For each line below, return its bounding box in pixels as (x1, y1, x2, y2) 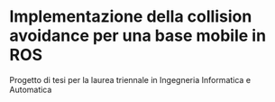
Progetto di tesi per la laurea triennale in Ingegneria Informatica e (9, 74, 251, 85)
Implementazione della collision (9, 6, 252, 27)
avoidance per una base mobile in (9, 25, 267, 46)
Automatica (9, 84, 52, 95)
